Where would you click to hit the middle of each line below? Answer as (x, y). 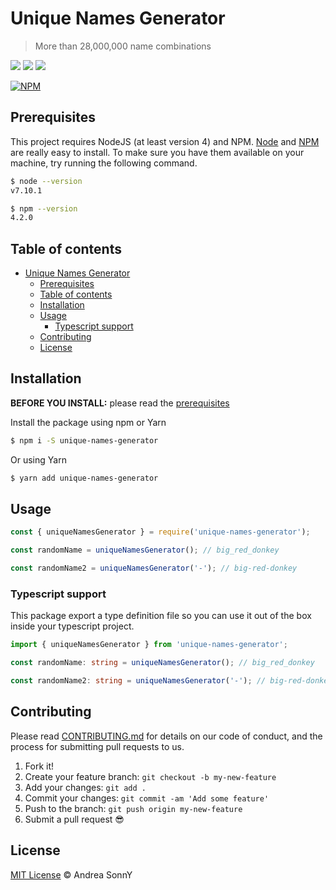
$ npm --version (44, 208)
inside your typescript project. (72, 626)
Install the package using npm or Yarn (88, 422)
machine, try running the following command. (104, 163)
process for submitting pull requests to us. (97, 746)
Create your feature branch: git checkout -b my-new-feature (150, 776)
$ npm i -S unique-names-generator (84, 440)
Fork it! (39, 766)
